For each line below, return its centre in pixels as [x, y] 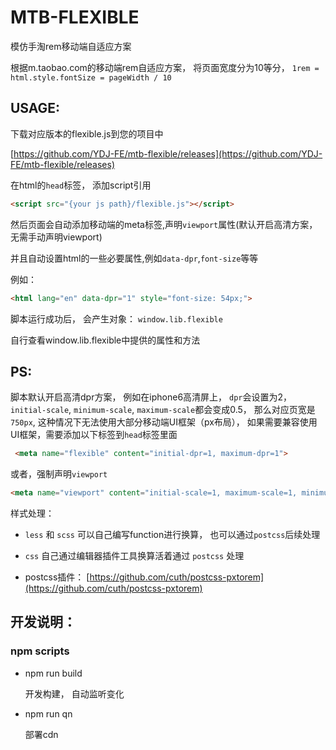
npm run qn [48, 713]
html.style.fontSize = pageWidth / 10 [91, 77]
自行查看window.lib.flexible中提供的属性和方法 [105, 340]
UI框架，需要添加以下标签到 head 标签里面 [94, 435]
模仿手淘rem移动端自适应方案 [71, 46]
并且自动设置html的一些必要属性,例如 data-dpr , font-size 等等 [134, 258]
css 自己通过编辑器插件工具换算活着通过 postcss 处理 [134, 556]
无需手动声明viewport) [56, 237]
